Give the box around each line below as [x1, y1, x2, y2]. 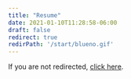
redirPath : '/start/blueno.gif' [8, 41, 114, 48]
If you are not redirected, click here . [8, 62, 124, 71]
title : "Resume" [8, 11, 61, 20]
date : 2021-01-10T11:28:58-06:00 [8, 19, 118, 27]
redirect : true [8, 33, 58, 41]
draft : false [8, 26, 51, 34]
